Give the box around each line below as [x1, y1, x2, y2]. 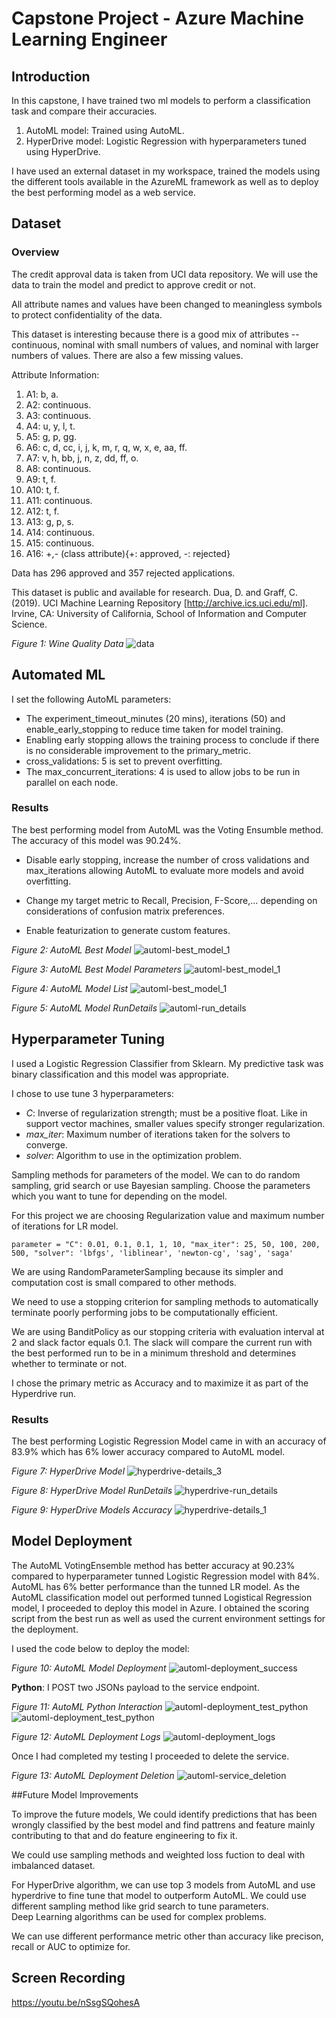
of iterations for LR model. [11, 1220, 119, 1232]
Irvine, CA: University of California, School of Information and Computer [11, 607, 308, 619]
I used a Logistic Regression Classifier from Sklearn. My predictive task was [11, 1057, 324, 1069]
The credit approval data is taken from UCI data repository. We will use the [11, 268, 319, 280]
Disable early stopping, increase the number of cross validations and [25, 853, 310, 866]
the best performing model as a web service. [11, 187, 197, 198]
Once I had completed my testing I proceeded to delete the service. [11, 1750, 290, 1762]
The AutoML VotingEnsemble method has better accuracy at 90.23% [11, 1559, 296, 1571]
